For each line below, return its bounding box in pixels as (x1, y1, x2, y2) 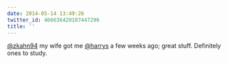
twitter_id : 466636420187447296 (7, 17, 100, 23)
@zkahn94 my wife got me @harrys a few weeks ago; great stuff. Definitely (7, 42, 221, 50)
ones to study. (7, 49, 48, 57)
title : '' (7, 23, 36, 30)
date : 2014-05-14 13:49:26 (7, 10, 84, 17)
